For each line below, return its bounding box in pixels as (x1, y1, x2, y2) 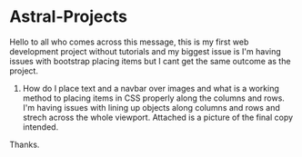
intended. (22, 121, 59, 132)
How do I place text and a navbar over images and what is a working (22, 83, 280, 93)
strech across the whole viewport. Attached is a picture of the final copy (22, 112, 294, 123)
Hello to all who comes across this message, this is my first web (9, 36, 249, 47)
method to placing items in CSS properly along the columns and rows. (22, 93, 285, 103)
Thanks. (9, 139, 40, 150)
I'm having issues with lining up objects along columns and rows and (22, 102, 280, 113)
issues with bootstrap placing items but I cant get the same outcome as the (9, 55, 291, 66)
